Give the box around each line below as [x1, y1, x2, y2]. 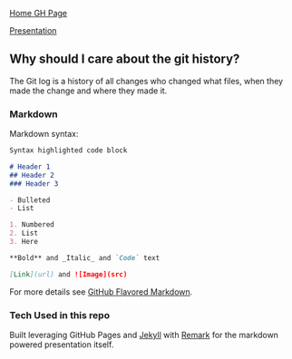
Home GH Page [9, 8, 68, 18]
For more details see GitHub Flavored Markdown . [9, 286, 193, 297]
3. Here [9, 238, 39, 247]
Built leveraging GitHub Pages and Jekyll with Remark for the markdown [9, 330, 279, 341]
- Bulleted [9, 195, 51, 205]
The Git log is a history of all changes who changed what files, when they [9, 75, 284, 86]
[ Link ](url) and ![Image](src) [9, 269, 128, 279]
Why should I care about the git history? [9, 52, 240, 67]
